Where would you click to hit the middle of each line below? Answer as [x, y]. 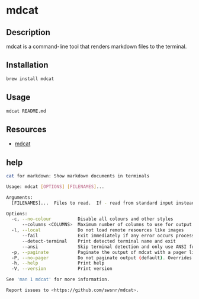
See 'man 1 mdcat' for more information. [58, 279]
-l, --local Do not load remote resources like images [98, 230]
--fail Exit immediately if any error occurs [97, 236]
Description [28, 32]
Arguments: [20, 197]
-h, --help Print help [58, 263]
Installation [27, 65]
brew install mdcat [30, 79]
